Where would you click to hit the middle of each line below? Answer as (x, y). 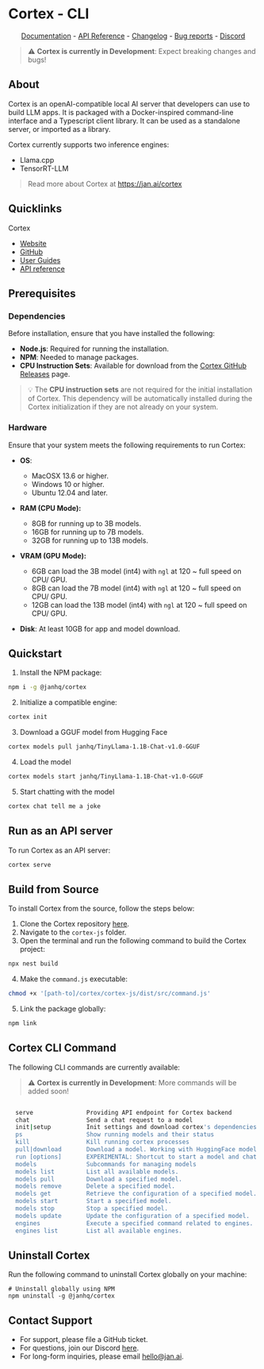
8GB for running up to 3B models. (86, 523)
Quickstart (35, 654)
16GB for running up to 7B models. (88, 532)
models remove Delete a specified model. (96, 1186)
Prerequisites (42, 294)
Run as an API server (61, 831)
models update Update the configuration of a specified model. (132, 1216)
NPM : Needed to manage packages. (79, 358)
